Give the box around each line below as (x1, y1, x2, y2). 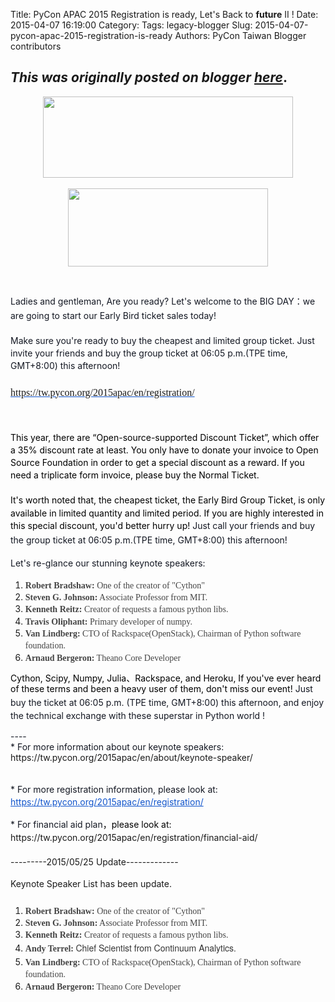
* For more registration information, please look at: (10, 783, 218, 795)
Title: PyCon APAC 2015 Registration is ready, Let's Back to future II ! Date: (10, 9, 319, 20)
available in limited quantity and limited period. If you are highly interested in (10, 507, 324, 519)
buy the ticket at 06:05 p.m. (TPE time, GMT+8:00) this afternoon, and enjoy (10, 697, 325, 709)
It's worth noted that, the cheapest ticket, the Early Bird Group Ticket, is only (10, 494, 326, 506)
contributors (10, 40, 62, 52)
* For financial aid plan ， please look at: (10, 819, 172, 831)
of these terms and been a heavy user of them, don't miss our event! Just (10, 683, 313, 695)
